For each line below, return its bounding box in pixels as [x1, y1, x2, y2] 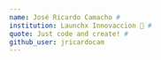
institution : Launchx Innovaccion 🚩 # [9, 21, 152, 30]
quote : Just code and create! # [9, 29, 128, 38]
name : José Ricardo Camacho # [9, 12, 121, 22]
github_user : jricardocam [9, 37, 104, 47]
